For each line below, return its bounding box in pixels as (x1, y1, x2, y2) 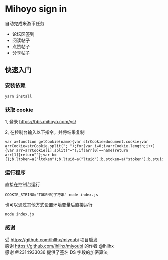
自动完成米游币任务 (5, 20, 45, 26)
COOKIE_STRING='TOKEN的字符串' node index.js (5, 192, 99, 198)
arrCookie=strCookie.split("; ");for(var (5, 143, 93, 148)
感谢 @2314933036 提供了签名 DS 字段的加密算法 (5, 249, 108, 255)
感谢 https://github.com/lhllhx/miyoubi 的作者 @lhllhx (5, 243, 114, 249)
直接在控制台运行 (5, 181, 40, 188)
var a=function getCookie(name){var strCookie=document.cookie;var (5, 139, 149, 144)
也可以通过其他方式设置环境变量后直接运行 (5, 202, 93, 208)
